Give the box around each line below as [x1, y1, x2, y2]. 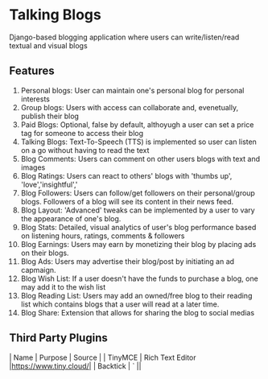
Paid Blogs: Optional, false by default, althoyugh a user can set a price [20, 119, 254, 130]
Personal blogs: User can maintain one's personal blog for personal [20, 85, 245, 95]
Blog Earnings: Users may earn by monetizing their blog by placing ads [20, 239, 257, 249]
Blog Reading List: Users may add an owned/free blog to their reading [20, 290, 253, 300]
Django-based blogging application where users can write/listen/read [9, 32, 240, 42]
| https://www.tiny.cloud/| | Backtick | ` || [9, 360, 142, 371]
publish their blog [20, 111, 80, 121]
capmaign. [20, 265, 56, 274]
